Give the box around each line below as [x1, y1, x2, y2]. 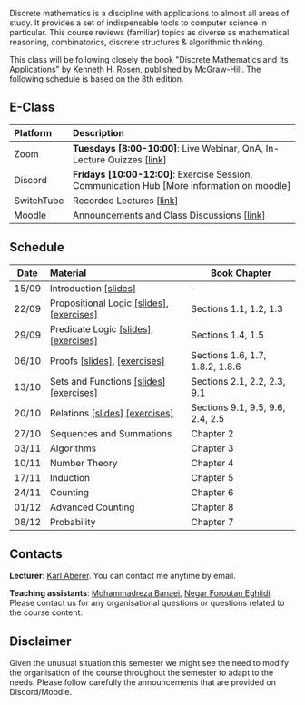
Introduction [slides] [49, 281, 136, 294]
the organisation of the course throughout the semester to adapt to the [9, 667, 274, 679]
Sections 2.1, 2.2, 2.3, [190, 375, 286, 387]
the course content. [9, 607, 84, 618]
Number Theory [49, 456, 118, 469]
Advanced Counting [49, 501, 135, 514]
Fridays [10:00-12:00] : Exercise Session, [72, 168, 253, 181]
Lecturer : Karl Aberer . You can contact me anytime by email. [9, 571, 236, 582]
